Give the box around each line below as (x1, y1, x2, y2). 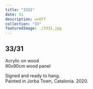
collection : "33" (5, 21, 42, 26)
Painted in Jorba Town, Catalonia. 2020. (5, 78, 88, 84)
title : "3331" (5, 7, 35, 12)
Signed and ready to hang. (5, 72, 60, 78)
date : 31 (5, 12, 24, 17)
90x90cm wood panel (5, 63, 51, 69)
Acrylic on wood (5, 57, 39, 63)
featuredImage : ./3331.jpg (5, 26, 62, 31)
